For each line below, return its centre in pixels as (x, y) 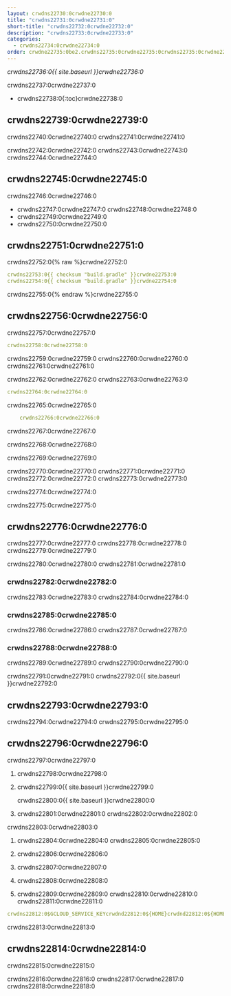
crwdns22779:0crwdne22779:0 (52, 551)
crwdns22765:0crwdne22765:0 (52, 405)
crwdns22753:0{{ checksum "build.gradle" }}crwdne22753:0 (92, 275)
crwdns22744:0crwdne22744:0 (52, 157)
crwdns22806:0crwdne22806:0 (63, 854)
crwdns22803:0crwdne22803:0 (53, 827)
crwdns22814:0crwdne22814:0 (77, 949)
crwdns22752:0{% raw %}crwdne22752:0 (67, 262)
